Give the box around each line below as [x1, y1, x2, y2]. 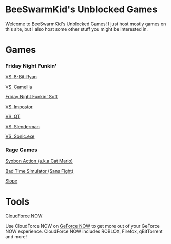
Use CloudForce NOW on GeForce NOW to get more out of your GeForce [5, 222, 160, 229]
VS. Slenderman [5, 124, 40, 130]
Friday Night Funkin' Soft [5, 94, 58, 100]
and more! [5, 233, 27, 239]
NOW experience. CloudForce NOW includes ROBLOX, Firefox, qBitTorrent [5, 228, 163, 234]
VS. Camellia [5, 84, 32, 90]
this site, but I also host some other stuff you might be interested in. [5, 26, 148, 32]
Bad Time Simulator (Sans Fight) [5, 168, 74, 174]
